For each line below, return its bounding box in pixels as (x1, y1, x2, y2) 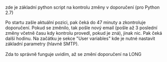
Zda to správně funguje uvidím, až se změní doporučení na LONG (5, 51, 142, 57)
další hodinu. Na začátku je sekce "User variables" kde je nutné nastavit (5, 35, 155, 41)
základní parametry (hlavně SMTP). (5, 41, 79, 47)
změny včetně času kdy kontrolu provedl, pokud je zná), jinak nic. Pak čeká (5, 30, 162, 36)
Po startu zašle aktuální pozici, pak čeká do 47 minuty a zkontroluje (5, 20, 146, 25)
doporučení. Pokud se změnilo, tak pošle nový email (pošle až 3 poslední (5, 25, 158, 31)
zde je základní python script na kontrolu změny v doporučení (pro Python (5, 5, 160, 10)
